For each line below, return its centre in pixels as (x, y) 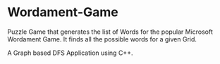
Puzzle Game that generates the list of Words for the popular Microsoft (110, 32)
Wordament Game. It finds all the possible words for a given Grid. (102, 39)
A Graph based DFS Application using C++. (70, 53)
